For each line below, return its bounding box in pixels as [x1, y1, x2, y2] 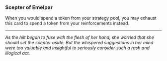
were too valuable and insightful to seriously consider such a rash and [5, 45, 150, 51]
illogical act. [5, 50, 30, 56]
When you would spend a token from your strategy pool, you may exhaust [5, 15, 157, 21]
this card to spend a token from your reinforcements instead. [5, 20, 130, 26]
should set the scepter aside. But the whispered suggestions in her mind [5, 40, 154, 46]
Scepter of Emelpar [5, 4, 53, 11]
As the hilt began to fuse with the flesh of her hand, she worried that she [5, 34, 154, 40]
